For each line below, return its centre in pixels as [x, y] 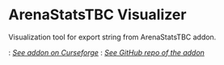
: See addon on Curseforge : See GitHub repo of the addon [106, 52]
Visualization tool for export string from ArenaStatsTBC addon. [112, 37]
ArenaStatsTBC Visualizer [97, 15]
